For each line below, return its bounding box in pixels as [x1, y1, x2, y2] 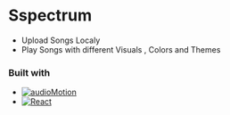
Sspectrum [8, 5, 93, 26]
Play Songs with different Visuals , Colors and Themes [21, 44, 221, 54]
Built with [8, 66, 51, 78]
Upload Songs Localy [21, 35, 101, 45]
